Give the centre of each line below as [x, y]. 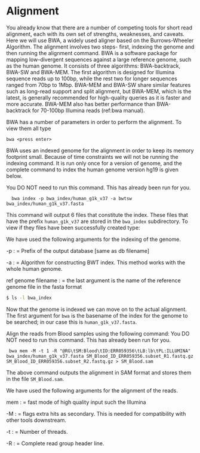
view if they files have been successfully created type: [73, 227]
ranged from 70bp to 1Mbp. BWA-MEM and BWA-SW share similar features [99, 84]
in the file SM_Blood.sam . [35, 379]
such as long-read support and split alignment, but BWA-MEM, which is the [99, 91]
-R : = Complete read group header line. [55, 443]
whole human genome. [34, 268]
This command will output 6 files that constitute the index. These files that [97, 215]
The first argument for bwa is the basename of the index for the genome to [97, 315]
